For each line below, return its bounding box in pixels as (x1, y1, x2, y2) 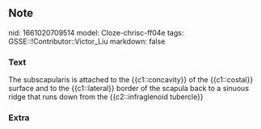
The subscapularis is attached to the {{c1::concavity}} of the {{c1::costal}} (8, 75, 254, 85)
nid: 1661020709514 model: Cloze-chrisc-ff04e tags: (8, 27, 184, 37)
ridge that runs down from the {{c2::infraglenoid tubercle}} (8, 92, 204, 102)
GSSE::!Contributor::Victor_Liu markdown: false (8, 36, 166, 46)
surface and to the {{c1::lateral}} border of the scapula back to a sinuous (8, 84, 249, 94)
